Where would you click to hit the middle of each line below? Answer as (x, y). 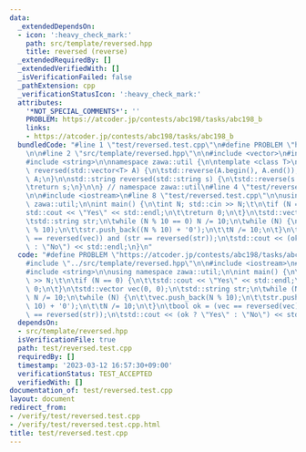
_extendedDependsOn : (56, 26)
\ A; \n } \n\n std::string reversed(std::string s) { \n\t (132, 179)
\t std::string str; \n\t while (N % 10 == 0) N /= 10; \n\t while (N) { (158, 221)
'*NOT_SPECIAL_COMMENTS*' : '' (83, 111)
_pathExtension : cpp (56, 86)
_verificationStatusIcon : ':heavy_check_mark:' (110, 94)
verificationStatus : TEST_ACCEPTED (85, 374)
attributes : (41, 103)
